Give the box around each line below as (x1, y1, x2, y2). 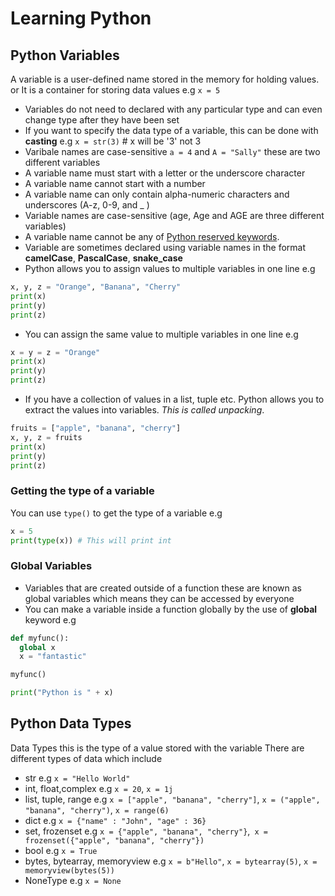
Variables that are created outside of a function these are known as (24, 582, 302, 594)
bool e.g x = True (24, 844, 98, 856)
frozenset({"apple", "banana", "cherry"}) (24, 835, 205, 846)
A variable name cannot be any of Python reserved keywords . (24, 231, 280, 242)
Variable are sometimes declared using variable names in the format (24, 242, 306, 253)
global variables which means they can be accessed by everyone (24, 592, 295, 604)
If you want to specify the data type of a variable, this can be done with (24, 125, 319, 136)
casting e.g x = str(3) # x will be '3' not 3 (24, 135, 202, 147)
